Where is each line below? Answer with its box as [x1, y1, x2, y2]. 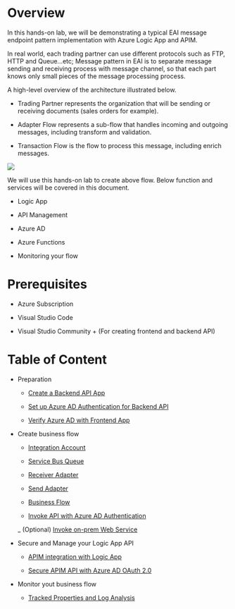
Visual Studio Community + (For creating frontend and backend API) [17, 326, 216, 336]
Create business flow [17, 429, 80, 438]
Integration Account [27, 443, 86, 452]
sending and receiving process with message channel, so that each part [7, 64, 217, 73]
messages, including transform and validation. [17, 128, 152, 136]
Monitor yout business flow [17, 579, 97, 588]
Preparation [17, 375, 52, 383]
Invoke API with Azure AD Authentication [27, 511, 146, 519]
